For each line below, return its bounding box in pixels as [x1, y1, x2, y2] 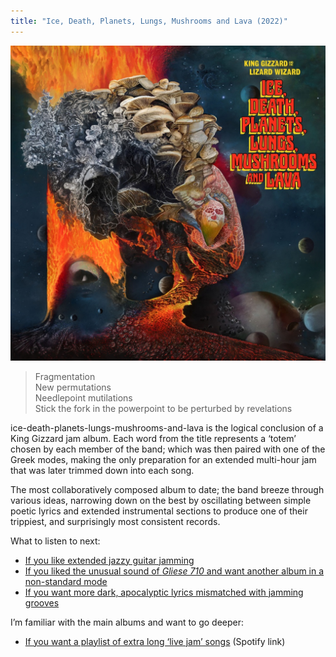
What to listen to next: [10, 535, 101, 547]
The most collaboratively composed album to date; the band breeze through [10, 483, 325, 495]
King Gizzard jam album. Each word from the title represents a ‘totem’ [10, 432, 297, 444]
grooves [24, 596, 60, 609]
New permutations [34, 381, 112, 393]
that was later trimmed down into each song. [10, 464, 195, 476]
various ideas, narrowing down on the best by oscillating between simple [10, 494, 312, 506]
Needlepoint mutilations [34, 391, 133, 404]
